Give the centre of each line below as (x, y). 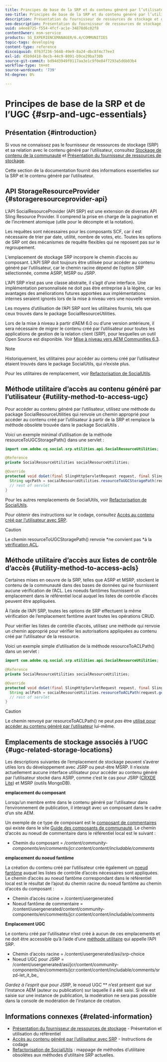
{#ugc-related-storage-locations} (59, 750)
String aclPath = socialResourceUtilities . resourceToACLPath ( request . (84, 692)
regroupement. (20, 247)
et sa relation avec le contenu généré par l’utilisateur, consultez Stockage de (83, 150)
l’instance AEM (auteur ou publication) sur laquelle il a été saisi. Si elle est (80, 990)
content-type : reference (31, 47)
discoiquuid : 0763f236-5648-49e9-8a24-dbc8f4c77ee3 (60, 51)
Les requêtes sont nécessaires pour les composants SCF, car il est (73, 231)
